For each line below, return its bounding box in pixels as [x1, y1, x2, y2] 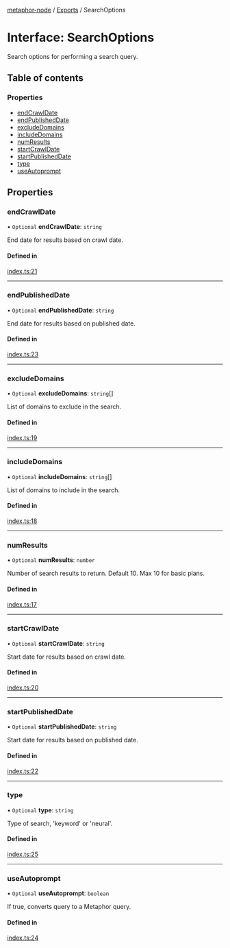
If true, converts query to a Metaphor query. [7, 903, 131, 911]
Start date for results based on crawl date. [7, 653, 127, 661]
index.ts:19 [7, 433, 38, 441]
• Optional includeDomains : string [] [7, 472, 112, 481]
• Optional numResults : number [7, 556, 95, 564]
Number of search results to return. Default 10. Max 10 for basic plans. [7, 569, 205, 578]
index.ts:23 [7, 350, 39, 358]
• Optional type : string [7, 805, 74, 814]
